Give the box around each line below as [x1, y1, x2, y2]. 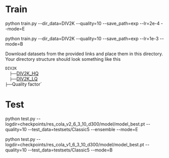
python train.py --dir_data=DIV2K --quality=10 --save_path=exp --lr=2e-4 [5, 20, 160, 26]
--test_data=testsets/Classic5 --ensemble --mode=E [27, 126, 138, 132]
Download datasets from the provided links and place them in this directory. [5, 51, 163, 57]
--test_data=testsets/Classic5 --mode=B [27, 147, 113, 153]
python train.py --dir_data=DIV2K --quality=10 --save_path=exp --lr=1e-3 [5, 35, 159, 42]
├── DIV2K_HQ [10, 70, 39, 76]
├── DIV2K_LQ [10, 75, 38, 82]
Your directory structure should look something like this [5, 56, 121, 62]
